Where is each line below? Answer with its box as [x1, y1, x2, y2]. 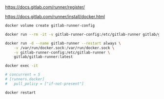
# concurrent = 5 [5, 72, 41, 77]
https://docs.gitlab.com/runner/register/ [5, 4, 85, 10]
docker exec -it [5, 63, 38, 68]
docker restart [5, 90, 36, 95]
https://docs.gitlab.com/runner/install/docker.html [5, 14, 105, 19]
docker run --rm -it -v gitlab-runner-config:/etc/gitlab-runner [5, 32, 141, 37]
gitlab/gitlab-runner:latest [14, 54, 73, 59]
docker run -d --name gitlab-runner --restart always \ [5, 41, 121, 46]
